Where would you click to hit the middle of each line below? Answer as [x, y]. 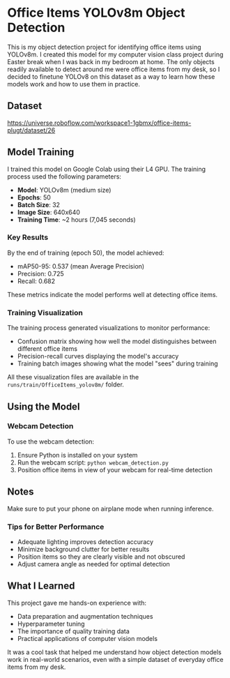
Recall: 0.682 [36, 281]
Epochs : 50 [34, 197]
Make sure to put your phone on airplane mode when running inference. [110, 508]
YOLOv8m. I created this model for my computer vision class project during [115, 54]
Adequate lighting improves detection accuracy [85, 541]
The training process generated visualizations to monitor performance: [109, 328]
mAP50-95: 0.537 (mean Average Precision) [81, 266]
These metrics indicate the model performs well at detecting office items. [113, 294]
